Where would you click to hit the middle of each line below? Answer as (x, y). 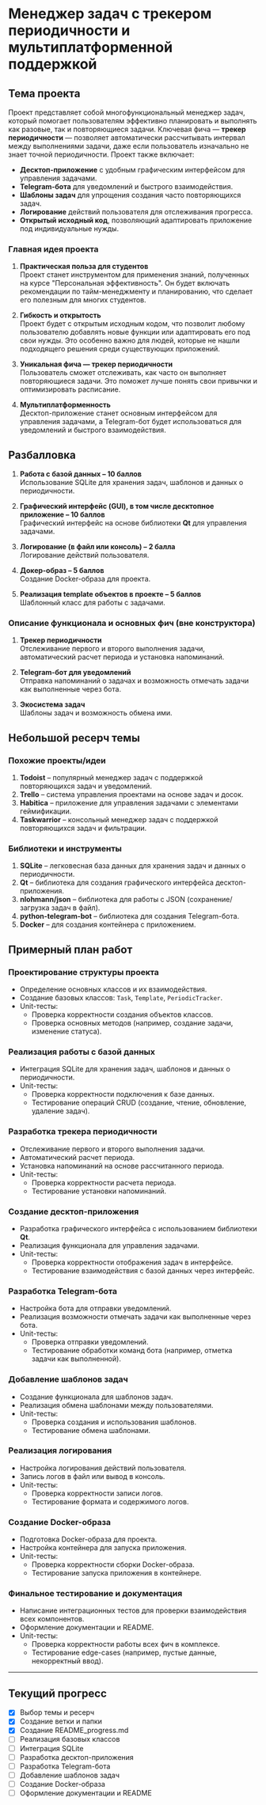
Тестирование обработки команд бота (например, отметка (132, 1351)
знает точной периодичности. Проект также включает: (101, 154)
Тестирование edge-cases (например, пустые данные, (124, 1653)
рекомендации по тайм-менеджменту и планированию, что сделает (136, 292)
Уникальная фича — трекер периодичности (96, 364)
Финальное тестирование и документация (95, 1594)
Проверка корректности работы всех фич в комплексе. (125, 1644)
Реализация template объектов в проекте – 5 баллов (110, 594)
